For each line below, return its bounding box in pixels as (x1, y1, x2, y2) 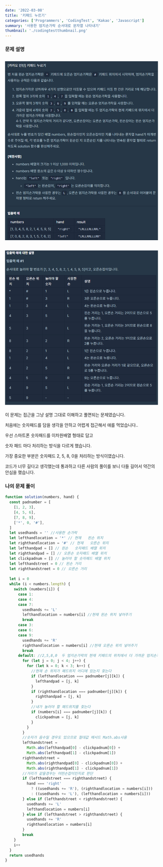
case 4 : (17, 597, 34, 602)
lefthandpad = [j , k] (35, 679, 79, 684)
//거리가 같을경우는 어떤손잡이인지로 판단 (22, 771, 93, 776)
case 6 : (17, 628, 34, 633)
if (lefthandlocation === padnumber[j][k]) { (31, 673, 125, 679)
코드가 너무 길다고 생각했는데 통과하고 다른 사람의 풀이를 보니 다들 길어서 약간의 (5, 463, 155, 469)
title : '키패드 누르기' (5, 13, 47, 18)
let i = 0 (9, 576, 29, 582)
